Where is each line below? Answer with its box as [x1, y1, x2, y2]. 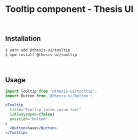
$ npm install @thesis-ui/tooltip [5, 52, 77, 57]
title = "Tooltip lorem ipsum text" [9, 107, 81, 112]
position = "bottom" [9, 116, 48, 122]
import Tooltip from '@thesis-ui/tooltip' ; [5, 89, 97, 94]
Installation [5, 34, 41, 43]
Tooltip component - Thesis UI [5, 3, 133, 15]
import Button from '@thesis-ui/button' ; [5, 94, 93, 99]
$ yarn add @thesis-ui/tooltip [5, 47, 70, 53]
